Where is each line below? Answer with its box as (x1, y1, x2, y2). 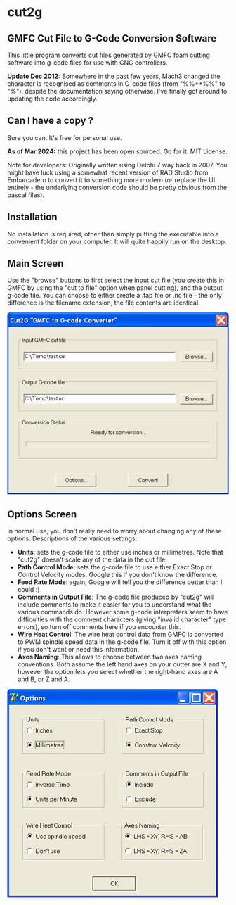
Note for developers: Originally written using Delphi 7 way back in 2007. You (7, 160, 228, 169)
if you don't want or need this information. (17, 645, 139, 654)
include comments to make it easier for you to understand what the (17, 600, 212, 609)
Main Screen (7, 258, 64, 270)
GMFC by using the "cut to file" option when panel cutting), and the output (7, 284, 223, 292)
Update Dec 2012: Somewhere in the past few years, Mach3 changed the (7, 72, 221, 80)
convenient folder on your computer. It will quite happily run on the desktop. (7, 237, 227, 246)
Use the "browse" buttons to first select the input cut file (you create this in (7, 276, 225, 285)
